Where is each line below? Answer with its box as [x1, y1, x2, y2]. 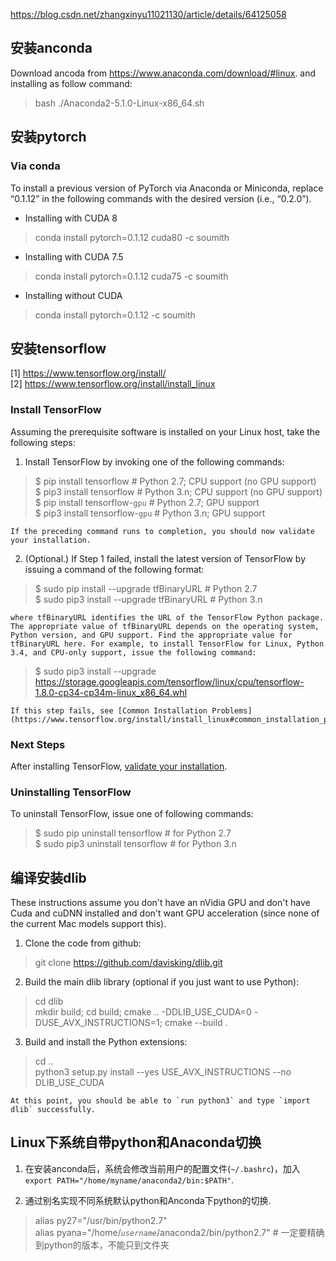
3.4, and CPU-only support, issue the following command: [10, 647, 257, 658]
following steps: [10, 436, 76, 448]
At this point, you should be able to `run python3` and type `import [10, 1096, 311, 1106]
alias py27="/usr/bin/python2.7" [34, 1214, 168, 1226]
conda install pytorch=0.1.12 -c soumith [34, 309, 196, 321]
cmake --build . [164, 1017, 228, 1029]
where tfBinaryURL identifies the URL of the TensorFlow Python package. [10, 612, 325, 623]
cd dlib [34, 995, 64, 1008]
